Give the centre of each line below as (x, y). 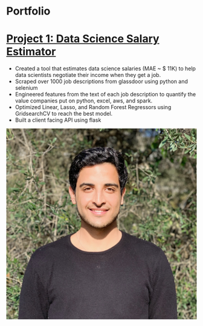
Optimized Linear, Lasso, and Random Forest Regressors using (93, 107)
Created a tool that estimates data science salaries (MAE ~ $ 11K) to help (105, 68)
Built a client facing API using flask (58, 120)
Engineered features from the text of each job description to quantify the (105, 95)
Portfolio (28, 11)
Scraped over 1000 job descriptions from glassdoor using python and (101, 81)
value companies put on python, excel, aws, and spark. (84, 101)
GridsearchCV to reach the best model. (64, 114)
